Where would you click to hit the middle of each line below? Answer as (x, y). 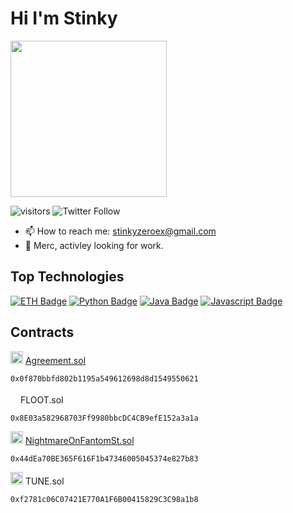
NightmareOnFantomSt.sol (79, 440)
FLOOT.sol (41, 399)
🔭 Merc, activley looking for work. (94, 245)
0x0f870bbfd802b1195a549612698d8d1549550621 (104, 378)
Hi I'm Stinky (64, 18)
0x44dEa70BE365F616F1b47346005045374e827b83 (104, 458)
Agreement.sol (55, 360)
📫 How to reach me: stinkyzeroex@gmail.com (120, 231)
